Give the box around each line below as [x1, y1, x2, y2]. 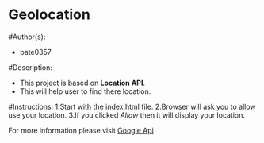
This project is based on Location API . [19, 78, 145, 87]
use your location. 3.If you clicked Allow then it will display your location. [8, 110, 246, 120]
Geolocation [8, 6, 91, 24]
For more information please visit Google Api [8, 126, 155, 135]
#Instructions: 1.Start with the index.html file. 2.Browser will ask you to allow [8, 102, 256, 111]
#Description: [8, 62, 53, 72]
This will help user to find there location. [19, 86, 151, 96]
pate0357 [19, 47, 52, 56]
